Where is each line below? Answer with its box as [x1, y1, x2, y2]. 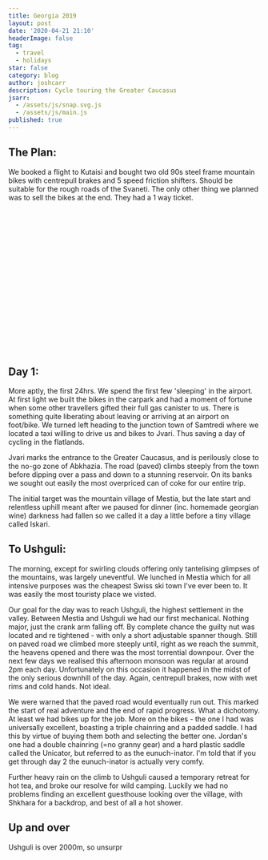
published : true [8, 116, 62, 124]
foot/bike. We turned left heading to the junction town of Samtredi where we [8, 420, 259, 430]
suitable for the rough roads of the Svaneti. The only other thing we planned [8, 184, 258, 193]
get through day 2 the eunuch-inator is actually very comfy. [8, 757, 205, 766]
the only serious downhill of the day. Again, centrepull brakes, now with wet [8, 672, 258, 682]
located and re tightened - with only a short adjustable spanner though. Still [8, 630, 258, 640]
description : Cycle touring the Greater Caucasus [8, 86, 178, 95]
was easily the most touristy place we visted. [8, 589, 157, 599]
